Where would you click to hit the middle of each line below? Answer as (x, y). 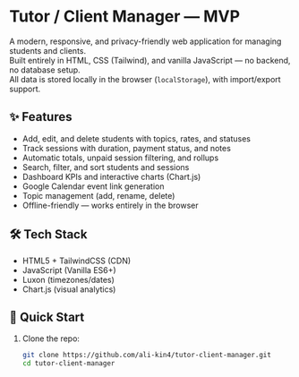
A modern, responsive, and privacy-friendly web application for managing (145, 41)
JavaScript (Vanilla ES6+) (69, 270)
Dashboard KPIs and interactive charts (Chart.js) (111, 176)
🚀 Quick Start (47, 317)
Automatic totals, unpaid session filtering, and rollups (120, 158)
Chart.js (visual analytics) (69, 289)
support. (25, 89)
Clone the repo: (51, 338)
